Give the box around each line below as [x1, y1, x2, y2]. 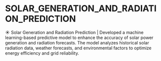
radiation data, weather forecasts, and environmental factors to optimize [5, 45, 152, 51]
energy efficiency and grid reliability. [5, 50, 80, 56]
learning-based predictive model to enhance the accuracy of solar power [5, 35, 154, 41]
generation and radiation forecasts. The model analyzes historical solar [5, 40, 149, 45]
